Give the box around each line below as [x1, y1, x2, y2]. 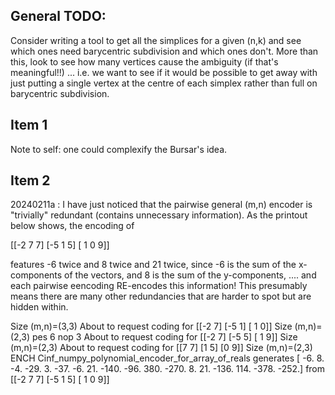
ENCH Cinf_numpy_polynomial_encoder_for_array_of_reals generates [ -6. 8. [10, 352, 325, 364]
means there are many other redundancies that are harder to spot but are [10, 290, 312, 303]
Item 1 [10, 117, 48, 134]
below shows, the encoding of [10, 220, 135, 232]
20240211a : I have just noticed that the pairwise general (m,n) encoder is [10, 199, 313, 211]
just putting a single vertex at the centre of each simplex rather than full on [10, 77, 318, 89]
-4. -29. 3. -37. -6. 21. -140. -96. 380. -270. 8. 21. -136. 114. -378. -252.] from [10, 363, 326, 375]
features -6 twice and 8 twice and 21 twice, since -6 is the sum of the [10, 259, 297, 271]
